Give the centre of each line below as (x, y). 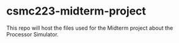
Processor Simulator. (33, 34)
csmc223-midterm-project (76, 11)
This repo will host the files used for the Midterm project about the (90, 28)
